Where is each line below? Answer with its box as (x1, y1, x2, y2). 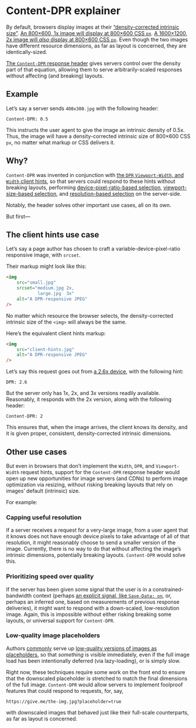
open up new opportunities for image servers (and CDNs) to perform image (6, 475, 188, 482)
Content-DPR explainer (6, 4, 121, 18)
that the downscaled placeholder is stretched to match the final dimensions (6, 675, 188, 682)
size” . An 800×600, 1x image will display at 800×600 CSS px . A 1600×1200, (6, 29, 188, 36)
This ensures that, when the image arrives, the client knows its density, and (6, 424, 188, 431)
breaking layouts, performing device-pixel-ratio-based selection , (6, 183, 163, 191)
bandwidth (6, 592, 32, 599)
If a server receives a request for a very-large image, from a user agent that (6, 526, 188, 534)
